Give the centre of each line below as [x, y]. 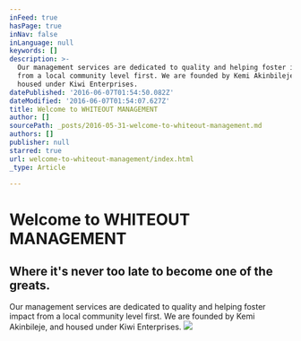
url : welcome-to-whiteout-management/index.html [102, 159]
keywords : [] [34, 51]
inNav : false [34, 34]
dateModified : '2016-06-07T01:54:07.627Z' [90, 101]
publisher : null [39, 142]
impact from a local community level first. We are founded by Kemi [132, 316]
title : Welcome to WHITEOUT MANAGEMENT [84, 109]
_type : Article [38, 167]
